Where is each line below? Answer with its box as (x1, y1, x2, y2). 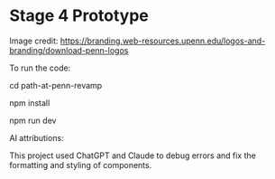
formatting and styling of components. (9, 159, 152, 170)
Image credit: (9, 35, 59, 46)
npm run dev (9, 115, 57, 126)
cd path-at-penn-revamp (9, 80, 103, 90)
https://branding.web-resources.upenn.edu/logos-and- (60, 35, 266, 46)
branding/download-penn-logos (9, 44, 129, 55)
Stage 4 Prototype (9, 5, 149, 26)
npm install (9, 97, 50, 108)
